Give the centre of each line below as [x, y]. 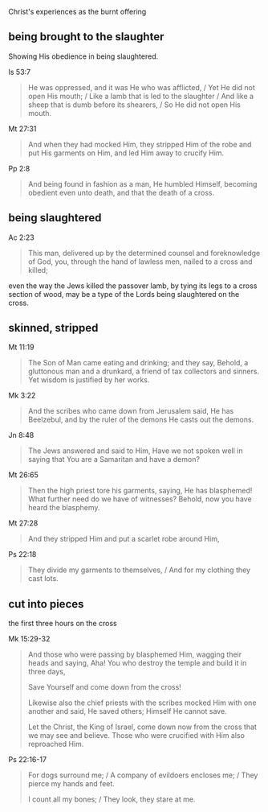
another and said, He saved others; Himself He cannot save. [127, 711]
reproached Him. [56, 744]
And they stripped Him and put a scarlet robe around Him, [124, 539]
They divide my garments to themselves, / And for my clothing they [139, 570]
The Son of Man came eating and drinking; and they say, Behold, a [138, 363]
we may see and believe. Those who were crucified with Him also [136, 736]
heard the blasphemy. [64, 508]
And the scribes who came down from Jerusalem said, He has [131, 411]
